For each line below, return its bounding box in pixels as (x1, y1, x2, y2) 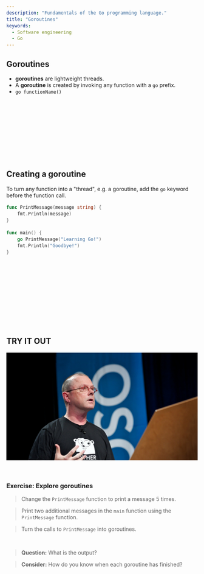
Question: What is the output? (21, 549, 97, 556)
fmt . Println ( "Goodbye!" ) (17, 243, 80, 249)
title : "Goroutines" (6, 16, 59, 23)
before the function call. (6, 192, 67, 199)
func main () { (6, 230, 42, 236)
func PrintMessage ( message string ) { (6, 204, 102, 210)
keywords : (6, 23, 32, 29)
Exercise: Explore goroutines (6, 481, 93, 490)
